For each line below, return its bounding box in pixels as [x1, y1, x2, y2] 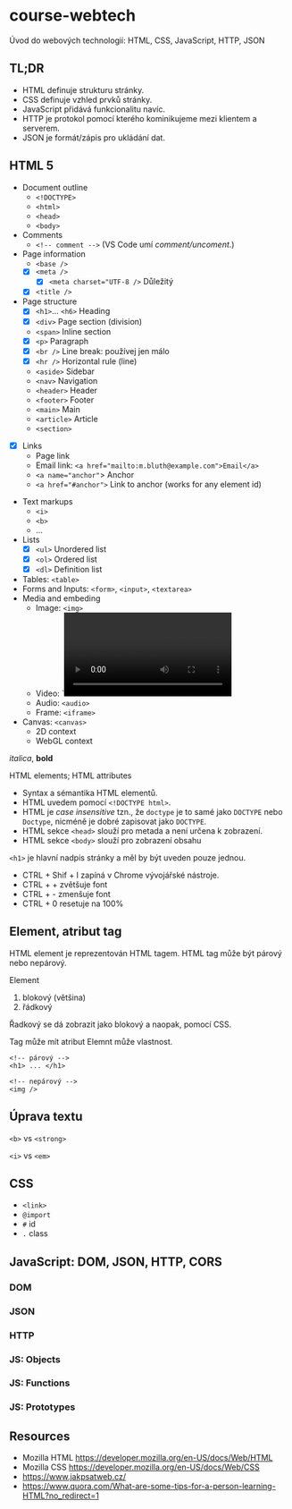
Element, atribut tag [9, 924, 122, 939]
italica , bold [9, 753, 54, 764]
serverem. [21, 123, 61, 133]
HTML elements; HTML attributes [9, 770, 132, 781]
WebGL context [35, 735, 94, 747]
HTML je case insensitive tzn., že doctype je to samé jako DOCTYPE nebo [21, 807, 283, 818]
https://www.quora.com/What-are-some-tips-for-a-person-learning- [21, 1481, 277, 1492]
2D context [35, 726, 77, 737]
